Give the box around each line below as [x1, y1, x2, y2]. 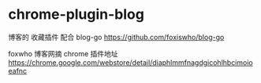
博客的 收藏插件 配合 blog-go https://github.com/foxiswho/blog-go [8, 32, 225, 41]
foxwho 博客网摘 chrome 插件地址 [8, 49, 118, 58]
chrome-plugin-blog [8, 5, 144, 23]
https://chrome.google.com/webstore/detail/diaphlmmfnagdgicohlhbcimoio [8, 57, 254, 67]
